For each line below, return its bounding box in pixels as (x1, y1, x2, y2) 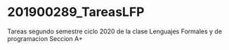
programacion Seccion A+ (7, 34, 83, 42)
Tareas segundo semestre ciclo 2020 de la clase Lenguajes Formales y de (7, 27, 223, 35)
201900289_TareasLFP (7, 4, 145, 20)
